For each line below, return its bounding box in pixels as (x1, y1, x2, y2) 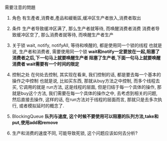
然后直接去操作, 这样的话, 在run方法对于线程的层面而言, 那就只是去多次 (11, 97, 158, 102)
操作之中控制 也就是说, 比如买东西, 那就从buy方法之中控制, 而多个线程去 (11, 78, 160, 84)
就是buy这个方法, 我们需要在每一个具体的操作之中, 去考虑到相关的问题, (11, 90, 158, 96)
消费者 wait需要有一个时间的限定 (11, 61, 79, 67)
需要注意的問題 (4, 4, 35, 10)
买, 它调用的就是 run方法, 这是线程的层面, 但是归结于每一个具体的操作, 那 (11, 84, 162, 90)
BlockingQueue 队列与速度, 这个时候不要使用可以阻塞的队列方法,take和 (11, 114, 158, 119)
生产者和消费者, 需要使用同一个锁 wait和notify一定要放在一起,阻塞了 (18, 49, 160, 54)
